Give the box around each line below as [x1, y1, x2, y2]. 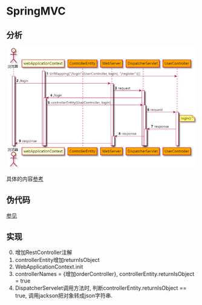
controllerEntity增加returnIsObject [15, 256, 100, 264]
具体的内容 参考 [6, 175, 44, 183]
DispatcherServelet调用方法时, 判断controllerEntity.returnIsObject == [15, 284, 187, 292]
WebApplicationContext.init [15, 263, 83, 270]
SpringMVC [6, 4, 66, 18]
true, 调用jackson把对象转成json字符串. [15, 292, 113, 300]
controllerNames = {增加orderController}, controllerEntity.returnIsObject [15, 270, 195, 278]
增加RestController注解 [15, 249, 73, 256]
